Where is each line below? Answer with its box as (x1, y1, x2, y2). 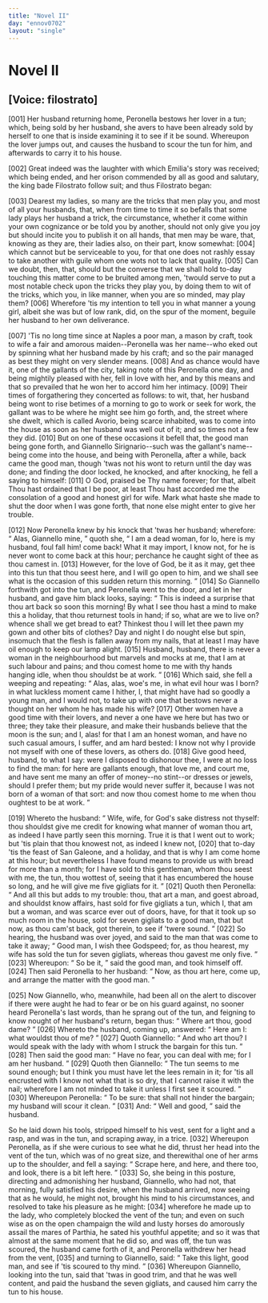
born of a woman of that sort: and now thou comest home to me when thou (8, 789, 256, 799)
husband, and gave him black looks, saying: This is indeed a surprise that (8, 594, 255, 603)
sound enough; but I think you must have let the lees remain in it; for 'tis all (8, 1067, 254, 1077)
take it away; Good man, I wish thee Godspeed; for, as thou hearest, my (8, 941, 250, 950)
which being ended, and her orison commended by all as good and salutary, (8, 172, 259, 182)
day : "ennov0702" (8, 19, 66, 27)
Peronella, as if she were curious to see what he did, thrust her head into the (8, 1143, 260, 1152)
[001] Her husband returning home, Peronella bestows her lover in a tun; (8, 114, 246, 124)
